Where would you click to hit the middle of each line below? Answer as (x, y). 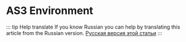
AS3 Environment (50, 11)
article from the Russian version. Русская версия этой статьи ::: (84, 33)
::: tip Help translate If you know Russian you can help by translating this (93, 27)
